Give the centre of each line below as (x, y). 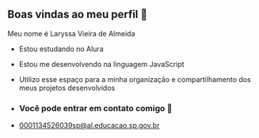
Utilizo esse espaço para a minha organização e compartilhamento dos (135, 79)
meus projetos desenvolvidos (67, 88)
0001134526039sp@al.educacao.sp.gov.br (89, 125)
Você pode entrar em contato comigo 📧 (95, 108)
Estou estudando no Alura (61, 49)
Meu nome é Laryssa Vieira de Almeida (71, 33)
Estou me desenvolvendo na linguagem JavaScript (101, 64)
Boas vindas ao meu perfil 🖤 (78, 15)
